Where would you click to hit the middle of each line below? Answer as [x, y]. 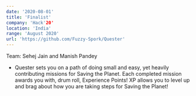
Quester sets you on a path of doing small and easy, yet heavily [92, 68]
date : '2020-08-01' [30, 12]
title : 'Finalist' [29, 17]
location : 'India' [29, 28]
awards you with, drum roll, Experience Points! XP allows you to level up [102, 80]
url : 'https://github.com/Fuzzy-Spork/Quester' [66, 39]
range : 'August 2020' [33, 34]
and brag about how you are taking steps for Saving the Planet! [91, 86]
